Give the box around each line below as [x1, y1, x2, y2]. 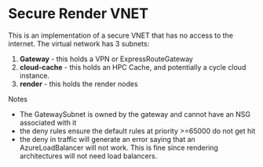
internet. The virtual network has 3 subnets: [8, 38, 150, 48]
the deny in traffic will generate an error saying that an [19, 134, 196, 143]
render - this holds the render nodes [19, 79, 139, 89]
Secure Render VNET [8, 5, 149, 23]
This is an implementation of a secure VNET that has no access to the [8, 31, 234, 40]
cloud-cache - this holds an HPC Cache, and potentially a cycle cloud [19, 62, 247, 71]
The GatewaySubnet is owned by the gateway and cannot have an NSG [19, 109, 251, 118]
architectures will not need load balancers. [19, 151, 158, 161]
